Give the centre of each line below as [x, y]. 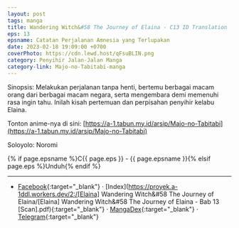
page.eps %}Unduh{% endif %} [54, 166]
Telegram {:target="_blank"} [58, 217]
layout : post [27, 14]
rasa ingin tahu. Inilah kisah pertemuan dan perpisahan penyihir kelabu [111, 102]
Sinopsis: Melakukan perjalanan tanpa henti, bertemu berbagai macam [111, 87]
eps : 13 [19, 34]
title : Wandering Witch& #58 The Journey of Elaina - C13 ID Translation [117, 27]
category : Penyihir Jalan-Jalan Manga [65, 60]
